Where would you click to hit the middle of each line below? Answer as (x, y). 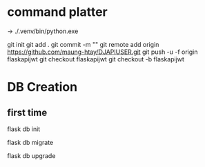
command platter (58, 12)
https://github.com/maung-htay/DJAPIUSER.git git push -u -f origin (102, 52)
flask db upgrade (31, 155)
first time (27, 112)
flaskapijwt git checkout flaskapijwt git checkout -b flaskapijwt (96, 59)
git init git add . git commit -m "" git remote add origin (83, 44)
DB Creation (42, 87)
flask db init (24, 129)
